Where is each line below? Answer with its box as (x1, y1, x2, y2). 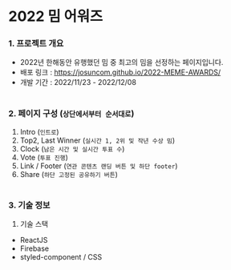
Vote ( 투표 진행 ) (19, 152, 68, 162)
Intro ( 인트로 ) (19, 127, 59, 136)
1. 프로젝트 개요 (8, 38, 64, 49)
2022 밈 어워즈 (8, 7, 103, 26)
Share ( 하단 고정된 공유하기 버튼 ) (19, 169, 119, 179)
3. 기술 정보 (8, 199, 51, 211)
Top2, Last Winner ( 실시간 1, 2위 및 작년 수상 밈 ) (19, 135, 176, 145)
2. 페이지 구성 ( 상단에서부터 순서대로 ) (8, 108, 135, 119)
